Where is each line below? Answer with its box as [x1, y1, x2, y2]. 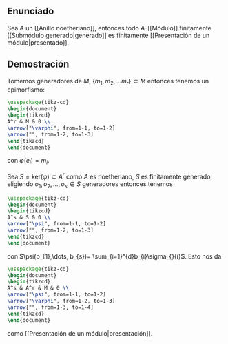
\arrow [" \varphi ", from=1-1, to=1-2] [7, 124, 116, 132]
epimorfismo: [7, 85, 45, 94]
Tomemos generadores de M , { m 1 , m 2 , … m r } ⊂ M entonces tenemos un [7, 77, 209, 87]
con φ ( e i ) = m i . [7, 156, 50, 166]
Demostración [7, 59, 70, 70]
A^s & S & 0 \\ [7, 214, 51, 221]
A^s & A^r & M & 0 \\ [7, 285, 70, 292]
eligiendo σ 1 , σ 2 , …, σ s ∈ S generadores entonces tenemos [7, 179, 174, 190]
